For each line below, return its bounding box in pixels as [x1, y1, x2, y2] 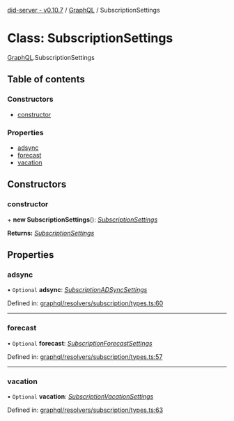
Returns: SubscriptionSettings [7, 229, 95, 237]
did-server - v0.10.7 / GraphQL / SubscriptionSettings [7, 6, 160, 14]
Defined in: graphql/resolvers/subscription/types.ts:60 [7, 299, 164, 307]
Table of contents [7, 73, 85, 86]
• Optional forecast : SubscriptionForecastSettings [7, 339, 153, 347]
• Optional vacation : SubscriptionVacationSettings [7, 392, 154, 400]
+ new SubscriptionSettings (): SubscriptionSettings [7, 215, 158, 224]
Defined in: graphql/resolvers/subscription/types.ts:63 [7, 406, 164, 414]
